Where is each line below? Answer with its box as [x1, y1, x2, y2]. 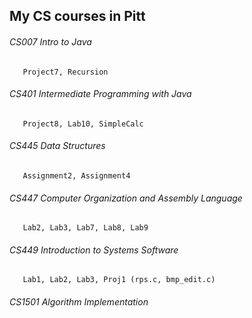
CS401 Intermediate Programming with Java [9, 88, 192, 100]
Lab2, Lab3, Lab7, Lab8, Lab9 [22, 223, 149, 233]
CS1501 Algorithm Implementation [9, 296, 149, 308]
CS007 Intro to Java [9, 35, 92, 48]
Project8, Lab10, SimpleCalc [22, 119, 144, 129]
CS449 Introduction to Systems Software [9, 244, 179, 256]
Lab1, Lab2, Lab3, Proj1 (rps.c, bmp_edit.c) [22, 275, 216, 285]
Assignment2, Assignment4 [22, 171, 131, 181]
